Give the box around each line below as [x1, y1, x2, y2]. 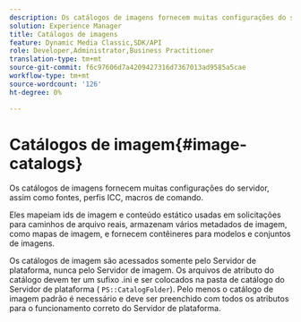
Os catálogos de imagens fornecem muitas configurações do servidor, [9, 182, 271, 193]
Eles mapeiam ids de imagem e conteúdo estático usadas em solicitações [9, 209, 282, 220]
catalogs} [9, 153, 83, 174]
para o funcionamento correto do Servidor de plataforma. [9, 303, 221, 314]
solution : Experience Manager [9, 21, 123, 30]
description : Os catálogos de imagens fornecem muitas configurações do [9, 13, 287, 22]
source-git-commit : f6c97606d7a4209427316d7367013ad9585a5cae [9, 64, 246, 72]
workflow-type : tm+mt [9, 72, 90, 80]
